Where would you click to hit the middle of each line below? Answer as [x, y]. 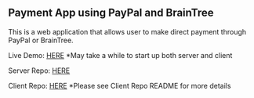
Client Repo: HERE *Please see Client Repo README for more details [120, 85]
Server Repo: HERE [39, 71]
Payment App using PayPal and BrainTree [111, 13]
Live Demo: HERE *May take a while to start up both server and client [120, 55]
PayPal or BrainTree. [41, 40]
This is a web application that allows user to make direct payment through [127, 31]
